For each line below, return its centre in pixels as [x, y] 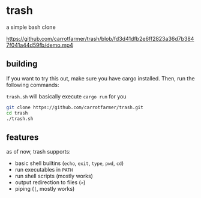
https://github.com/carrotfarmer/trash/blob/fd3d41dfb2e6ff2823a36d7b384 [100, 38]
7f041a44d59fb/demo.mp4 [40, 45]
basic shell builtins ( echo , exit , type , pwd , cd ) [69, 163]
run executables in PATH [44, 170]
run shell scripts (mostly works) [54, 176]
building [22, 64]
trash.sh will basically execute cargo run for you [66, 96]
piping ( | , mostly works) [45, 189]
